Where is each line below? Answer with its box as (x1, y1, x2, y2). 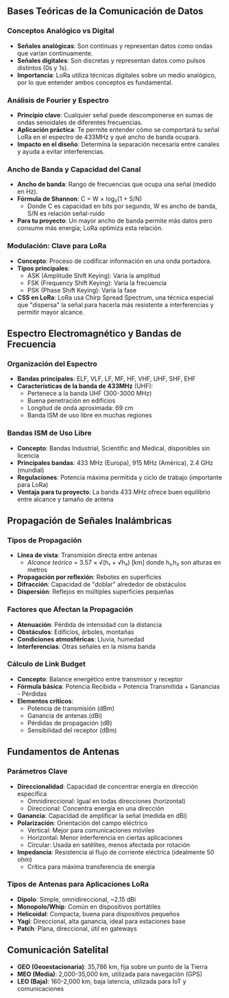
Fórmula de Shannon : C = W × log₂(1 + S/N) (16, 195, 143, 203)
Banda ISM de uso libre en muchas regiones (27, 411, 152, 420)
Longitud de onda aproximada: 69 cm (27, 404, 134, 412)
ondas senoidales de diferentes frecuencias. (16, 118, 143, 126)
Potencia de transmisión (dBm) (27, 704, 115, 712)
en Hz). (16, 188, 38, 196)
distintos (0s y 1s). (16, 63, 69, 71)
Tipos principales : (16, 264, 70, 272)
